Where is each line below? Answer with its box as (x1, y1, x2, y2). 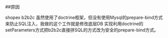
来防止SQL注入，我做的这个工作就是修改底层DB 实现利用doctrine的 (5, 21, 143, 26)
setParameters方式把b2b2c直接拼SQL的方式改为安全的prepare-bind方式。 (5, 27, 159, 33)
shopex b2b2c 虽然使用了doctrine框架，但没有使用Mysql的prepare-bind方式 (5, 14, 163, 20)
